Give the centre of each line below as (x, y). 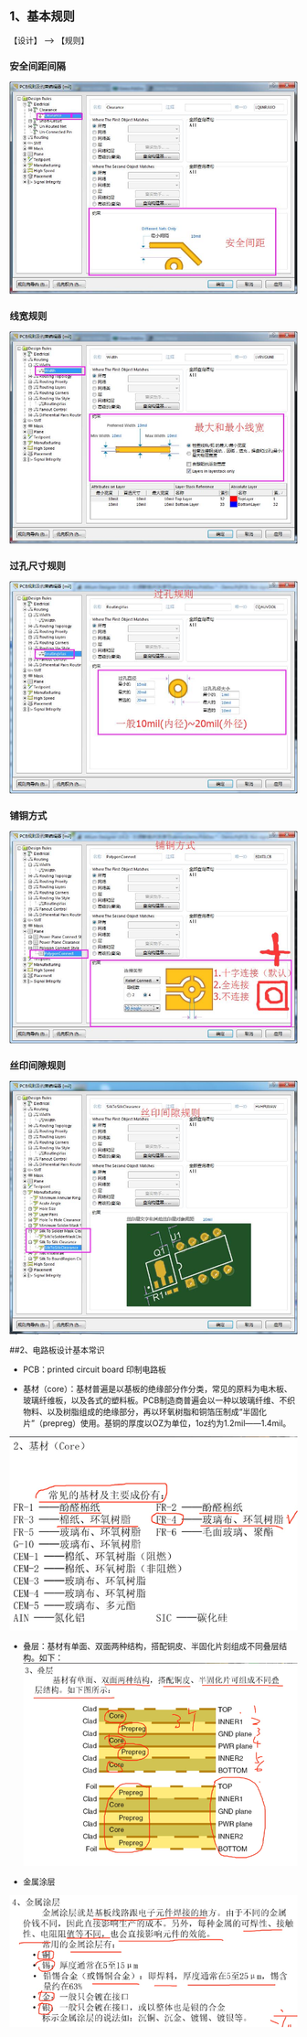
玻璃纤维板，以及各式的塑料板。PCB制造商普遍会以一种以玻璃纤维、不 (155, 1400)
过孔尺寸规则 (38, 565)
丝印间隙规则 (38, 1066)
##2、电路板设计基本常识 (57, 1350)
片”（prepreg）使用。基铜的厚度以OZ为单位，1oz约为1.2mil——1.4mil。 (157, 1423)
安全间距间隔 (38, 66)
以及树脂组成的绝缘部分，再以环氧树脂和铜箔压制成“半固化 (157, 1411)
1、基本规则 (42, 16)
